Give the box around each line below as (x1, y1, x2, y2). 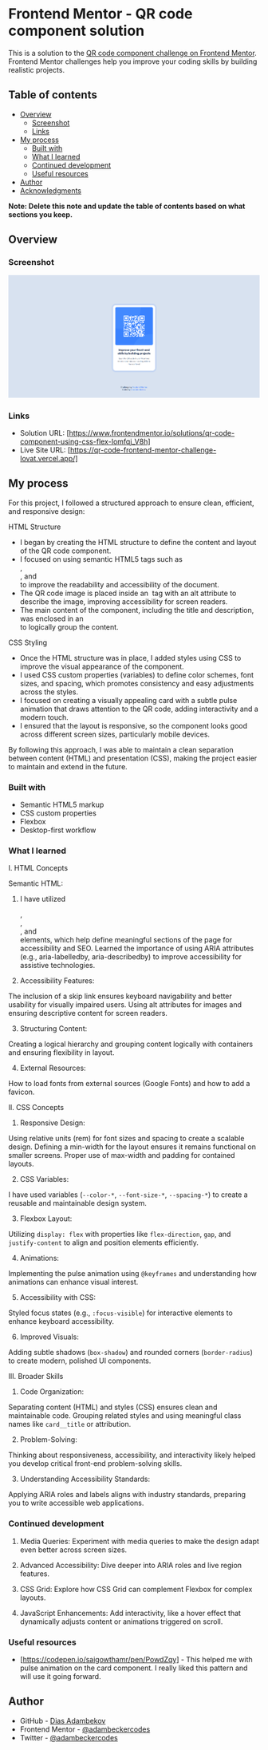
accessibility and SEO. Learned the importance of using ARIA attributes (19, 943, 254, 954)
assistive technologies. (19, 961, 96, 970)
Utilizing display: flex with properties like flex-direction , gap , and (8, 1230, 231, 1239)
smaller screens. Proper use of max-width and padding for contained (8, 1151, 235, 1160)
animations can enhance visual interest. (8, 1278, 139, 1287)
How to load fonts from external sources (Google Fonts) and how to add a (8, 1079, 250, 1088)
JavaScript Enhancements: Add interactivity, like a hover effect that (19, 1608, 242, 1618)
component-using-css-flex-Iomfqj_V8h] (19, 437, 151, 447)
